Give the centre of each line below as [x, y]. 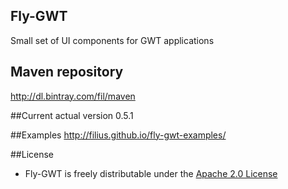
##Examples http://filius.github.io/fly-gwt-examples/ [118, 135]
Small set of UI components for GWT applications [112, 40]
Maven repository [67, 72]
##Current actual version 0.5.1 [72, 115]
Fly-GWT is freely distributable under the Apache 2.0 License [151, 173]
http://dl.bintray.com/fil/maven [73, 96]
